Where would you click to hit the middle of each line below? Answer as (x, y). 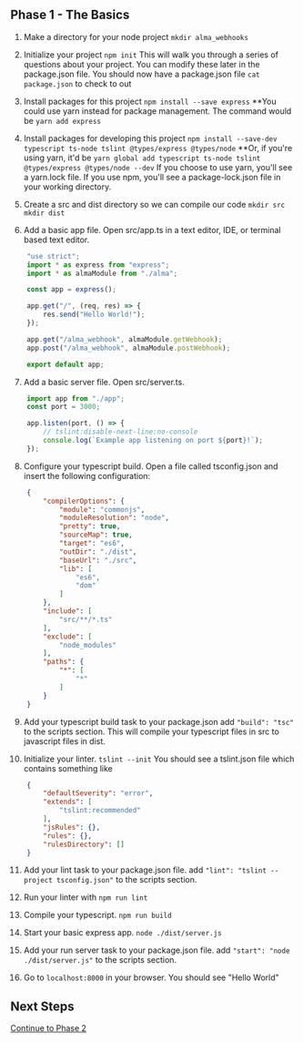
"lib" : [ (76, 568)
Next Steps (42, 1006)
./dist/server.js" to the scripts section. (100, 960)
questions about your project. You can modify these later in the (141, 64)
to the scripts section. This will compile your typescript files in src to (151, 731)
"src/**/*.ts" (86, 619)
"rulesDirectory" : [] (84, 844)
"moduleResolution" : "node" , (114, 518)
